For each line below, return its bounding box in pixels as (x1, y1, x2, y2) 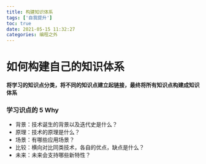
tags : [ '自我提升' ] (6, 15, 53, 21)
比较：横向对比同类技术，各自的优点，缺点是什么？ (15, 144, 145, 151)
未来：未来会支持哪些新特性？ (15, 151, 91, 159)
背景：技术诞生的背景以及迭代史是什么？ (15, 121, 118, 129)
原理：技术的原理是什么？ (15, 129, 80, 136)
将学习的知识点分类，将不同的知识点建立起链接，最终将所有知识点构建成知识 (6, 81, 200, 89)
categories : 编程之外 (6, 32, 58, 38)
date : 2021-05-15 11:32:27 (6, 26, 75, 32)
